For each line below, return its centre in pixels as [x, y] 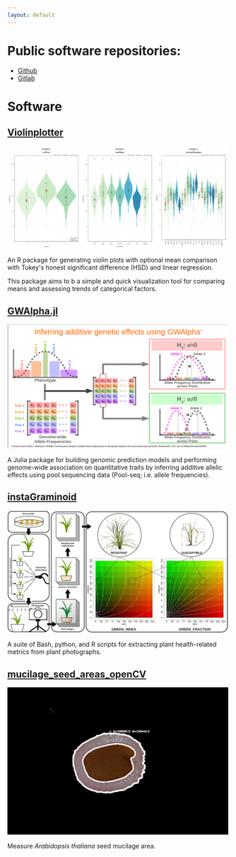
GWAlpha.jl [33, 311]
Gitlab [26, 78]
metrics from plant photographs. [54, 652]
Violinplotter [35, 133]
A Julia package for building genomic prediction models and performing [112, 460]
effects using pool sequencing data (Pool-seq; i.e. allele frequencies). [109, 475]
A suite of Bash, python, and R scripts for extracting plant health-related [112, 645]
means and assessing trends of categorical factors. [82, 289]
